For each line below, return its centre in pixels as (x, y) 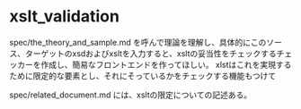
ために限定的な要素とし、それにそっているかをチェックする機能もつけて (143, 75)
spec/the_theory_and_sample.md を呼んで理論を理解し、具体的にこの (138, 42)
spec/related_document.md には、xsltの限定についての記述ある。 (131, 95)
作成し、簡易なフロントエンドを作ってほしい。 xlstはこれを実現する (166, 64)
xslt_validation (64, 17)
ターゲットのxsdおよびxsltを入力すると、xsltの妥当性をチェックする (150, 53)
